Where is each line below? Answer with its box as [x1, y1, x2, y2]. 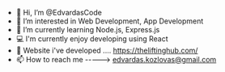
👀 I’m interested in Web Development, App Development [15, 16, 204, 26]
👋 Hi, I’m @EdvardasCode [15, 8, 103, 17]
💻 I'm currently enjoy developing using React [15, 34, 168, 44]
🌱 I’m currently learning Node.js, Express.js [15, 25, 160, 34]
